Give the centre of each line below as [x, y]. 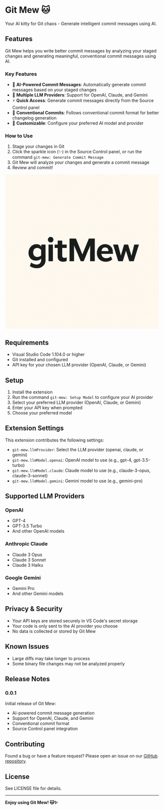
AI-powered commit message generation [53, 713]
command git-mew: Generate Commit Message [58, 157]
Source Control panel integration [45, 729]
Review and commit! [32, 168]
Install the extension [32, 392]
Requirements [27, 343]
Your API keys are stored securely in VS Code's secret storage [75, 621]
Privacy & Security [34, 609]
